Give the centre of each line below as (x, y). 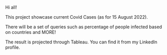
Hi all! (11, 7)
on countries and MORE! (31, 32)
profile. (13, 47)
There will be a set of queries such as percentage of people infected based (84, 27)
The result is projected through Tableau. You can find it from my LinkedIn (81, 42)
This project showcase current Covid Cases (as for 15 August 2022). (77, 17)
